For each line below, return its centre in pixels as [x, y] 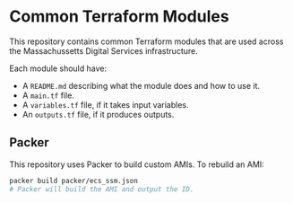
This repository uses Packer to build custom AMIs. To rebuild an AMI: [137, 164]
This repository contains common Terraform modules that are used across [146, 41]
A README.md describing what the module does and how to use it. [141, 85]
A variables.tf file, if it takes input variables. [106, 104]
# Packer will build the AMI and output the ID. [102, 189]
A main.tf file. [48, 95]
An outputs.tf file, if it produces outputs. [98, 114]
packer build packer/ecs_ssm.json [74, 181]
